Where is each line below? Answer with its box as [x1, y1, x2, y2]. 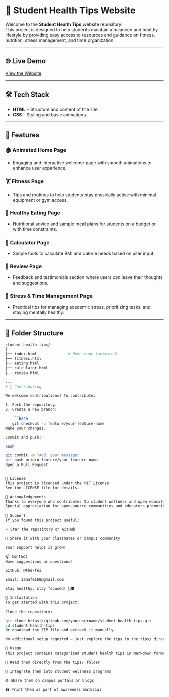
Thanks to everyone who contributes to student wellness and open [5, 499, 147, 504]
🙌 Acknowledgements [5, 494, 46, 499]
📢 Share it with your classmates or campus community [5, 536, 121, 541]
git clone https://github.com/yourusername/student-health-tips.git [5, 618, 152, 623]
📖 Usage [5, 646, 22, 651]
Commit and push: [5, 435, 42, 440]
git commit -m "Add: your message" [5, 453, 80, 458]
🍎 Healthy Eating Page [5, 209, 60, 216]
